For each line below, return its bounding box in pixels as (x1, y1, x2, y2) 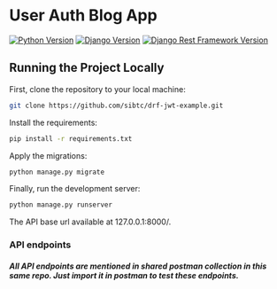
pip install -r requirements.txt (9, 134, 133, 143)
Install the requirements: (9, 117, 97, 128)
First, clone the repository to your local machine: (9, 83, 186, 94)
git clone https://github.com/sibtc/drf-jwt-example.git (9, 101, 224, 110)
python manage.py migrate (9, 168, 104, 176)
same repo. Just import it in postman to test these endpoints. (9, 269, 239, 280)
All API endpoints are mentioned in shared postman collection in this (9, 261, 267, 271)
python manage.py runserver (9, 200, 113, 209)
